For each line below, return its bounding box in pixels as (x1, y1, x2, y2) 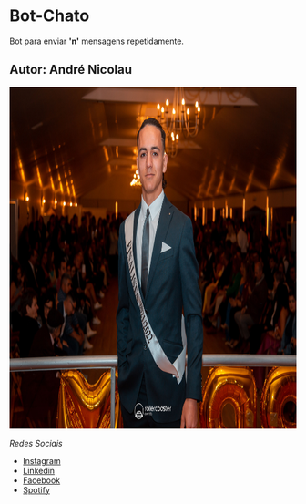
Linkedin (22, 465, 56, 476)
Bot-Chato (9, 5, 90, 26)
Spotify (22, 484, 50, 495)
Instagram (22, 455, 61, 466)
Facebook (22, 475, 61, 486)
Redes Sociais (9, 437, 63, 448)
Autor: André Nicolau (9, 62, 133, 77)
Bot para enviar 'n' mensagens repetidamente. (9, 36, 185, 46)
